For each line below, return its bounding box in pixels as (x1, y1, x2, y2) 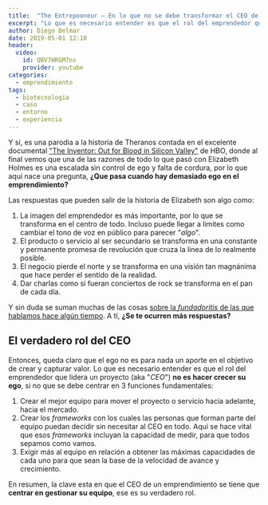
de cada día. (19, 286, 61, 296)
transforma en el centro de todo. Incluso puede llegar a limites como (19, 219, 245, 228)
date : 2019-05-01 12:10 (8, 34, 88, 42)
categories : (8, 71, 48, 79)
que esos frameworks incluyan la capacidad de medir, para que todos (19, 430, 250, 440)
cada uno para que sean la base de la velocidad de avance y (19, 456, 219, 465)
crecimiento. (19, 464, 61, 473)
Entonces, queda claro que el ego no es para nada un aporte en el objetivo (8, 355, 254, 365)
